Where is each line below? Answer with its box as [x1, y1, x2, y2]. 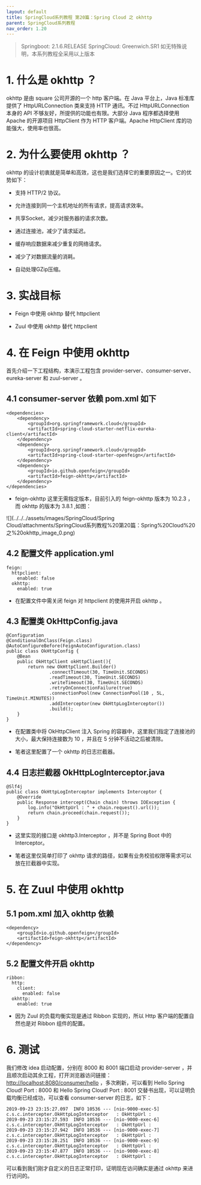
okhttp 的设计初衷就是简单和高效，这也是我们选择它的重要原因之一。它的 [6, 169, 187, 176]
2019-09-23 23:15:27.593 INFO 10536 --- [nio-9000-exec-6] [6, 1117, 160, 1123]
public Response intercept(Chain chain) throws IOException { [17, 799, 176, 805]
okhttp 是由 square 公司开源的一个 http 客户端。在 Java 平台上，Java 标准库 [6, 94, 195, 102]
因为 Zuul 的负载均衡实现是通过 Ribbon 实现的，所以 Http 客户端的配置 [14, 1013, 189, 1020]
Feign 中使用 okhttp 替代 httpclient [14, 310, 100, 317]
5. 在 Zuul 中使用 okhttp [6, 883, 124, 897]
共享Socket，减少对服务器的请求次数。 [14, 214, 112, 222]
